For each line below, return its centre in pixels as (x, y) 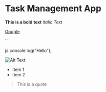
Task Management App (53, 9)
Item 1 (18, 69)
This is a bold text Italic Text (34, 22)
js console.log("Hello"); (29, 50)
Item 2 (19, 74)
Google (12, 31)
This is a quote (32, 84)
